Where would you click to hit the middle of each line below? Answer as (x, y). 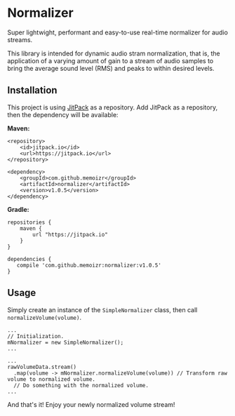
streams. (20, 39)
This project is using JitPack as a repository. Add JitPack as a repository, (113, 107)
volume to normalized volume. (52, 379)
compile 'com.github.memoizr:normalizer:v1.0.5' (89, 265)
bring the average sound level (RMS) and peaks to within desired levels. (111, 68)
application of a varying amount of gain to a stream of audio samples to (110, 60)
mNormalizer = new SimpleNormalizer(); (66, 342)
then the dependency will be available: (63, 114)
